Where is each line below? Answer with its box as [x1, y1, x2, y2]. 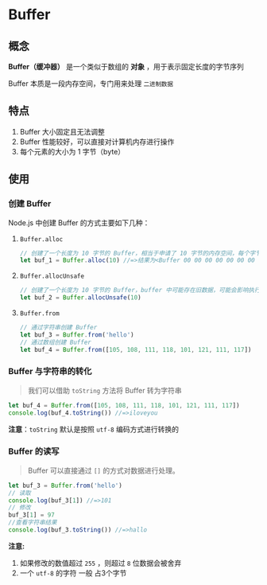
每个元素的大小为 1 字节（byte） [19, 146, 126, 156]
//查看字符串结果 [8, 519, 57, 527]
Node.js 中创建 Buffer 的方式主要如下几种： [8, 217, 150, 228]
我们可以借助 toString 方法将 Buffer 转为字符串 [27, 385, 183, 395]
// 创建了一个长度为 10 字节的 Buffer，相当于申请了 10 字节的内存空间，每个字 [19, 249, 256, 257]
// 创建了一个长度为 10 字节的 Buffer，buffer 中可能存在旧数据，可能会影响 [19, 287, 249, 294]
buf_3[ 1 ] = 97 [8, 511, 56, 519]
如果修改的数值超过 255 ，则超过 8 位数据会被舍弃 [19, 558, 182, 567]
